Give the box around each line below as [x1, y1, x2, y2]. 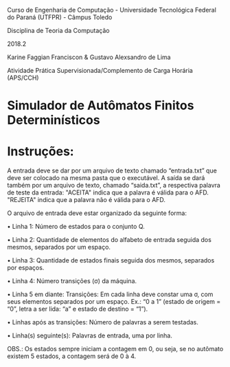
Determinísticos [7, 113, 101, 128]
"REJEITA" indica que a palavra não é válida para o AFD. [7, 196, 166, 204]
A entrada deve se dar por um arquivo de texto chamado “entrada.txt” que [7, 166, 218, 175]
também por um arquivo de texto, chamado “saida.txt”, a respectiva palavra [7, 181, 221, 190]
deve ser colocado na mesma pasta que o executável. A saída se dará [7, 174, 205, 182]
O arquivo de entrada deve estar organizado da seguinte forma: [7, 209, 187, 217]
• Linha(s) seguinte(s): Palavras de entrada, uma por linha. [7, 331, 173, 340]
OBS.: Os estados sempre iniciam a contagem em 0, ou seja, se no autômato [7, 345, 224, 353]
